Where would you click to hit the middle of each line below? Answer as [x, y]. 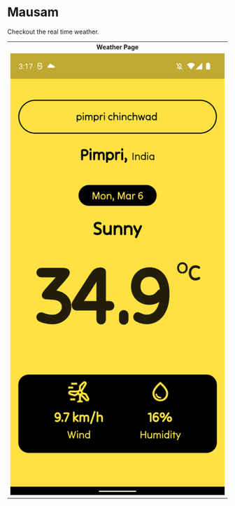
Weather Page [117, 47]
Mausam [33, 12]
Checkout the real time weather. [53, 32]
